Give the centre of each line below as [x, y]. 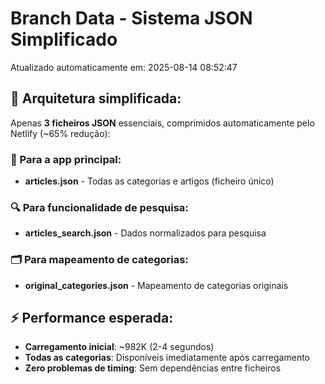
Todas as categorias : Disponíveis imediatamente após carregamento [167, 358]
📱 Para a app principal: [66, 159]
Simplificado [64, 39]
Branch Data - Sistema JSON [131, 18]
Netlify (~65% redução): [60, 133]
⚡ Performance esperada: [92, 318]
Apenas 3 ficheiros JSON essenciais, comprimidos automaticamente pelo [162, 123]
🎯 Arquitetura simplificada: [96, 98]
